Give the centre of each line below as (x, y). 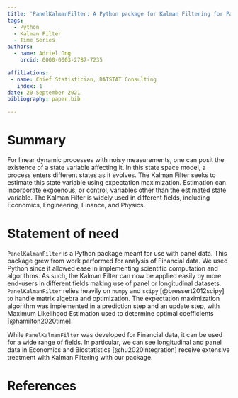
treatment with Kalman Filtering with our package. (80, 357)
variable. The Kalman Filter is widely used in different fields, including (109, 198)
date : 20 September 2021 (44, 93)
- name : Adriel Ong (42, 54)
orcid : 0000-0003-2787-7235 (61, 60)
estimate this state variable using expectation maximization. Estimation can (117, 183)
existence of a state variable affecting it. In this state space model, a (107, 168)
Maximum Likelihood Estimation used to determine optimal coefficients (110, 313)
